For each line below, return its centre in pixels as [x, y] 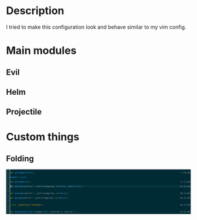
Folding [20, 158]
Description [35, 11]
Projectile [24, 112]
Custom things [43, 137]
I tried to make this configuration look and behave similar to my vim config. [96, 27]
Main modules [41, 51]
